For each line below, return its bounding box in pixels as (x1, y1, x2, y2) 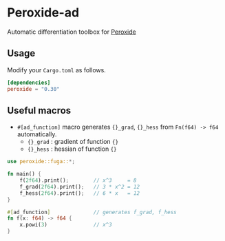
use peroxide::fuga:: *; (7, 158, 76, 165)
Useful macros (7, 105, 72, 116)
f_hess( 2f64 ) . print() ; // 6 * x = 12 (19, 189, 140, 197)
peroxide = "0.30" (7, 85, 60, 92)
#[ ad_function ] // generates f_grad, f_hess (7, 209, 177, 216)
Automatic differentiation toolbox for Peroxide (7, 28, 136, 36)
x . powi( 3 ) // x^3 (19, 222, 112, 229)
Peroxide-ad (7, 5, 80, 21)
